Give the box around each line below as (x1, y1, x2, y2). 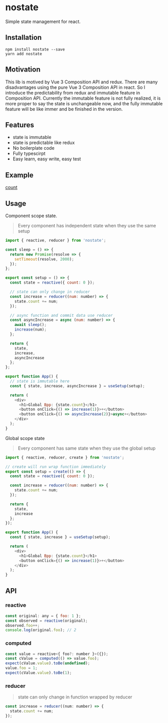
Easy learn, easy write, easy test (12, 156, 81, 162)
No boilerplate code (12, 145, 55, 151)
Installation (5, 33, 42, 42)
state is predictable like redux (12, 139, 75, 146)
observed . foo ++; (5, 623, 40, 628)
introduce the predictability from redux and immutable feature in (5, 89, 140, 96)
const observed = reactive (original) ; (5, 618, 88, 623)
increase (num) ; (14, 327, 47, 332)
